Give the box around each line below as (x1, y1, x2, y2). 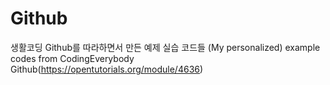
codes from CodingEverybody (10, 52, 135, 64)
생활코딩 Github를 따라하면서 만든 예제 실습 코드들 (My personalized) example (10, 41, 321, 53)
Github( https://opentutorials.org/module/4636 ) (10, 63, 204, 75)
